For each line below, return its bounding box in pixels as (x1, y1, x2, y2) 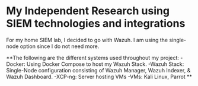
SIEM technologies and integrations (6, 17, 186, 30)
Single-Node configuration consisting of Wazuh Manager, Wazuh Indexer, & (6, 66, 191, 74)
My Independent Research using (6, 4, 170, 18)
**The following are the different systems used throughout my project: (6, 54, 180, 61)
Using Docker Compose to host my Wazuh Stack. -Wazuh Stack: (26, 60, 184, 68)
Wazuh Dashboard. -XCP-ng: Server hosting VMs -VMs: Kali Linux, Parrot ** (6, 73, 193, 80)
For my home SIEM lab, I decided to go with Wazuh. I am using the (6, 36, 168, 43)
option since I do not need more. (20, 43, 100, 50)
